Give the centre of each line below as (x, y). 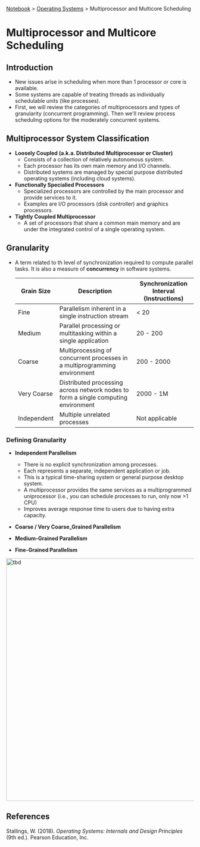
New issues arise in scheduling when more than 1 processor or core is (101, 82)
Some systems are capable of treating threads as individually (90, 94)
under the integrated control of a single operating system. (94, 229)
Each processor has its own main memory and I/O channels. (97, 165)
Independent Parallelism (46, 453)
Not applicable (157, 418)
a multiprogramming (87, 365)
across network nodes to (94, 389)
